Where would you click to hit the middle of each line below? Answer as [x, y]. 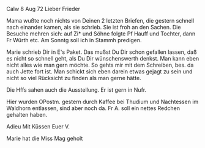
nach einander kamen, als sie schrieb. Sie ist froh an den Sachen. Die [94, 27]
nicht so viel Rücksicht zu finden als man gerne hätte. [74, 78]
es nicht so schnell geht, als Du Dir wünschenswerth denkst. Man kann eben [103, 58]
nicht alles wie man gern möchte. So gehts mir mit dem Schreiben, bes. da [100, 65]
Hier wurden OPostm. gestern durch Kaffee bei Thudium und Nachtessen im [102, 102]
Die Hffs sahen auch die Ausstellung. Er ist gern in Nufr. [76, 90]
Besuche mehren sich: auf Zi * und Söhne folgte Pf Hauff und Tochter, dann [101, 34]
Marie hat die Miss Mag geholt [45, 138]
